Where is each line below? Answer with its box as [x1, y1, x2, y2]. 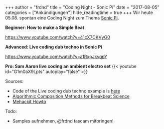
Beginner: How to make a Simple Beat [5, 24, 85, 30]
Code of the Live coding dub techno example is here [12, 88, 121, 94]
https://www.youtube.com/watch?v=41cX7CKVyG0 [5, 34, 111, 40]
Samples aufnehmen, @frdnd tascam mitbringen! [12, 118, 114, 124]
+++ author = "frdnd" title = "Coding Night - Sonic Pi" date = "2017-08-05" [5, 4, 160, 10]
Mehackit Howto [12, 98, 46, 104]
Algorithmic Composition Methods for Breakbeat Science [12, 93, 130, 99]
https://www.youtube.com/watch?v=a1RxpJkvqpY [5, 53, 108, 59]
